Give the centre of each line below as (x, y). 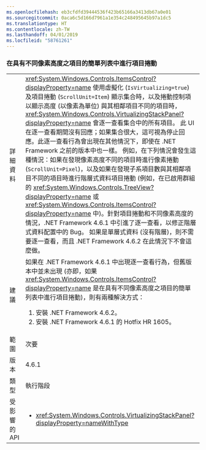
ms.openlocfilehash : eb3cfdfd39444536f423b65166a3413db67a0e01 (89, 12)
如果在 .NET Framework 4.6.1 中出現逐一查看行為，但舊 (105, 262)
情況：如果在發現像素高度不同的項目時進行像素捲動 (105, 160)
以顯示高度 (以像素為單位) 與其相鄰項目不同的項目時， (103, 106)
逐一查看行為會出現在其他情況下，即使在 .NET (110, 141)
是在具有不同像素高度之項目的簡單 (142, 288)
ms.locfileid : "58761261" (39, 41)
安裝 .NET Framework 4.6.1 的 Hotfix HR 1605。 (105, 322)
